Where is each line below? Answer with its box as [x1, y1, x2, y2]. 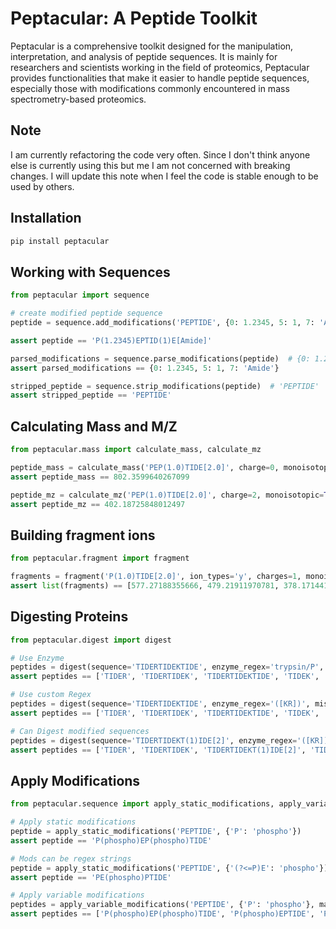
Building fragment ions [10, 527, 156, 544]
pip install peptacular [10, 236, 110, 246]
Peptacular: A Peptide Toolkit [10, 7, 258, 30]
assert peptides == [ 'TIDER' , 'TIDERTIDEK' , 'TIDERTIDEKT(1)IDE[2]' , [10, 745, 307, 755]
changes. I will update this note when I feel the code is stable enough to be [10, 170, 319, 182]
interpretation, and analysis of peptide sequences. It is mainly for [10, 50, 278, 62]
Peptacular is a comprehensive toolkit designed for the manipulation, [10, 40, 294, 52]
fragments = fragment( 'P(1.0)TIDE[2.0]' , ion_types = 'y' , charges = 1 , [10, 572, 302, 582]
